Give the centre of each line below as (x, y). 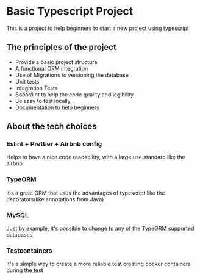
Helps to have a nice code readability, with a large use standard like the (96, 157)
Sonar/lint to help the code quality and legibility (74, 94)
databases (20, 235)
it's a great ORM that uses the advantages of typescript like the (86, 193)
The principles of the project (62, 47)
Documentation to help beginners (57, 107)
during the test (25, 270)
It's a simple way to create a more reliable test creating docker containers (98, 264)
